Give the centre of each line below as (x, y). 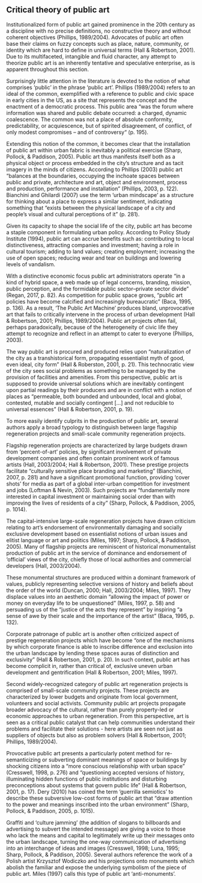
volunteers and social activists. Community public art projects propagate (96, 703)
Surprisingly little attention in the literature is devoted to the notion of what (98, 81)
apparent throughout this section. (47, 69)
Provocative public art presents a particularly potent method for (85, 753)
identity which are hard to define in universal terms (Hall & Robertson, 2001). (101, 50)
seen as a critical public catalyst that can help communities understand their (101, 722)
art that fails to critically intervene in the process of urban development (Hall (101, 314)
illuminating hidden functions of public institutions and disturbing (87, 779)
